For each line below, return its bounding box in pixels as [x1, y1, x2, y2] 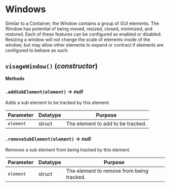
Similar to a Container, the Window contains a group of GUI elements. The [5, 20, 159, 26]
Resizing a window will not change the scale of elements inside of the [5, 36, 150, 43]
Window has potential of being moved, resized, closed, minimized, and [5, 25, 153, 31]
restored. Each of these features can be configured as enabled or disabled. [5, 31, 162, 37]
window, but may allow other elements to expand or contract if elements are [5, 42, 164, 48]
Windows [5, 4, 46, 15]
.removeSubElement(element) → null [5, 135, 91, 142]
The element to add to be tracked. [66, 120, 147, 127]
